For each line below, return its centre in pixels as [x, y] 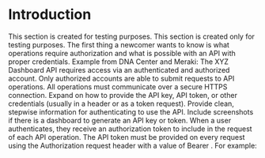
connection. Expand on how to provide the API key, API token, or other [123, 95]
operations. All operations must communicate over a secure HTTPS [118, 87]
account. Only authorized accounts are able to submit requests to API [121, 78]
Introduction [50, 15]
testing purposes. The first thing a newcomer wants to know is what [119, 44]
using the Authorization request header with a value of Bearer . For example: [132, 145]
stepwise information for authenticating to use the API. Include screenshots [131, 111]
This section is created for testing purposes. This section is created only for [132, 36]
